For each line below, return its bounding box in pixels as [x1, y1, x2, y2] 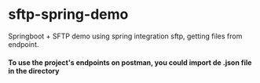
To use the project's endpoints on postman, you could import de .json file [8, 57, 252, 67]
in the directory [8, 66, 60, 75]
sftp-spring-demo [8, 5, 129, 23]
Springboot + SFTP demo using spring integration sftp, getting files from [8, 31, 243, 41]
